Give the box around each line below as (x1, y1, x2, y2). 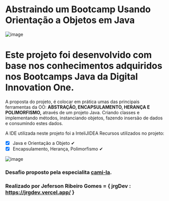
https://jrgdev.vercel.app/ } (5, 189, 75, 196)
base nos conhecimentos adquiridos (5, 60, 162, 72)
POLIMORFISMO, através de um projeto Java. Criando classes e (5, 109, 140, 115)
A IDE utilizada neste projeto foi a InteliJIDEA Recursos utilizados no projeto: (5, 130, 164, 136)
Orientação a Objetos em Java (5, 14, 135, 26)
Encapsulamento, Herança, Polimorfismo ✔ (12, 145, 103, 152)
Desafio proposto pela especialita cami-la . (5, 168, 112, 175)
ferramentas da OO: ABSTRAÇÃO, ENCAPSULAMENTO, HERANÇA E (5, 104, 150, 110)
